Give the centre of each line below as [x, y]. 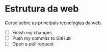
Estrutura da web [42, 9]
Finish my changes [32, 32]
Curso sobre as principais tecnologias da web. [53, 23]
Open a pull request [33, 44]
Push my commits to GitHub [41, 38]
